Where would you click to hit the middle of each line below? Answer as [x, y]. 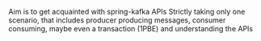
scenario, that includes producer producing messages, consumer [117, 20]
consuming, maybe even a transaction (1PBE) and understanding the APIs [130, 29]
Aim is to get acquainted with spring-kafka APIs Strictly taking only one [127, 12]
